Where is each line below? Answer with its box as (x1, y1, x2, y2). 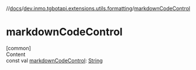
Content (6, 51, 26, 58)
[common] (6, 44, 31, 51)
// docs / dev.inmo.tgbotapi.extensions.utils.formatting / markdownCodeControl (6, 5, 190, 12)
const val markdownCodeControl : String (6, 57, 103, 64)
